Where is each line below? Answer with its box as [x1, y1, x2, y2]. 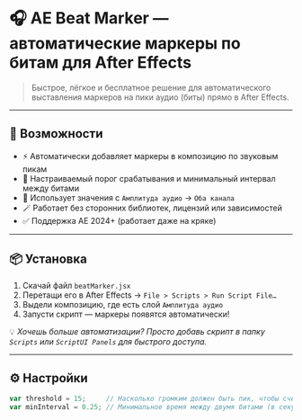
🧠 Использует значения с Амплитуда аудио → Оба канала [22, 192, 235, 203]
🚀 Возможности [9, 126, 103, 141]
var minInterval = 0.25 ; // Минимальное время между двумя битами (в [9, 403, 276, 412]
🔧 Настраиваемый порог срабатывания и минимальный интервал [22, 173, 276, 183]
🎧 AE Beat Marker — [9, 8, 169, 29]
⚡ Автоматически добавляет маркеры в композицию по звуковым [22, 150, 279, 161]
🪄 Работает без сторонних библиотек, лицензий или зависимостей [22, 202, 283, 213]
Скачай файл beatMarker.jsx [22, 280, 131, 290]
